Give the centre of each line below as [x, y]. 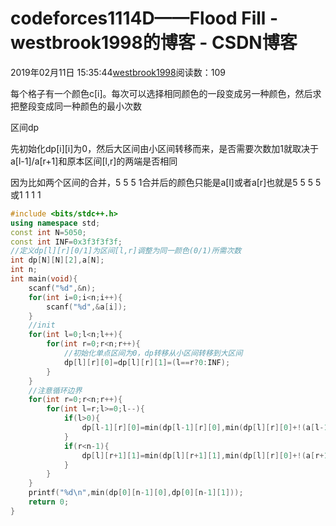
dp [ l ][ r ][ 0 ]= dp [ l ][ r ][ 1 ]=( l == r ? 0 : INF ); [147, 362]
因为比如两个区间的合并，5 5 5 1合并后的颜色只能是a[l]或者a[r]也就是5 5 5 [162, 182]
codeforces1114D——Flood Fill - [144, 18]
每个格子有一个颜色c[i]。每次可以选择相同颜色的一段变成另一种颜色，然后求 [166, 93]
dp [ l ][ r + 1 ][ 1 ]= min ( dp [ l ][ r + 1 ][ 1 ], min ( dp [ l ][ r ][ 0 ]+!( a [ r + [203, 455]
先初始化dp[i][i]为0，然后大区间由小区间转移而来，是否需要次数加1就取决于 [164, 148]
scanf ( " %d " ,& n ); [62, 288]
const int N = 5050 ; [48, 232]
